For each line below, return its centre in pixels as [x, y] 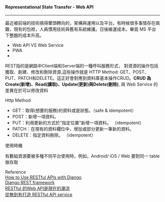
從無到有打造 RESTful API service [39, 195]
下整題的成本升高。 [25, 35]
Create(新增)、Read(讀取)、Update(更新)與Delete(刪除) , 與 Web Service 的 [82, 84]
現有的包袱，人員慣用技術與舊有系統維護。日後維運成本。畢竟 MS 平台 [85, 29]
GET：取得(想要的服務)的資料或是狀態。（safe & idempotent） [74, 110]
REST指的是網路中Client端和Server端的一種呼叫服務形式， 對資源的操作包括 [82, 66]
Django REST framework [30, 183]
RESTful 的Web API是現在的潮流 [38, 188]
